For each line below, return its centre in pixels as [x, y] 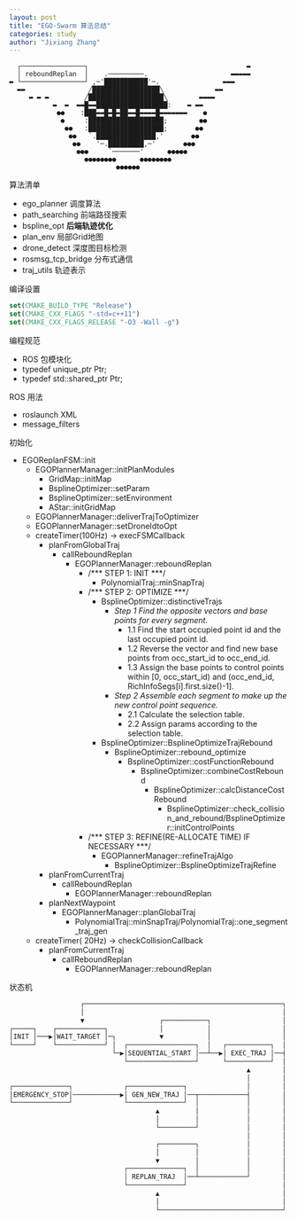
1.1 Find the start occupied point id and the [204, 630]
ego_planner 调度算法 [61, 204]
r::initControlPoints [201, 827]
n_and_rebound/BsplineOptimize [226, 817]
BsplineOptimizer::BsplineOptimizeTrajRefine [195, 864]
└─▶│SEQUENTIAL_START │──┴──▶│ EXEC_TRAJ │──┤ [199, 1053]
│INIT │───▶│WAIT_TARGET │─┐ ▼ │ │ [148, 1037]
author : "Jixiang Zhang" [55, 42]
